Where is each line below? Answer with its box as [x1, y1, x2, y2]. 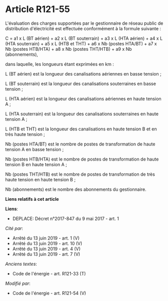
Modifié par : [5, 280, 31, 286]
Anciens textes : [5, 261, 38, 267]
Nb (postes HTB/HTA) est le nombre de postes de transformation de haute [5, 156, 159, 162]
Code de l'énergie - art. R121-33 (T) [12, 270, 86, 276]
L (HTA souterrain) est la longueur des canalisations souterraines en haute [5, 111, 159, 117]
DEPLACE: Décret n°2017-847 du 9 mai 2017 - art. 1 [12, 215, 119, 221]
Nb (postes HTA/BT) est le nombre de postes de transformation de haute [5, 141, 155, 147]
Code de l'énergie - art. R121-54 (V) [12, 290, 86, 296]
